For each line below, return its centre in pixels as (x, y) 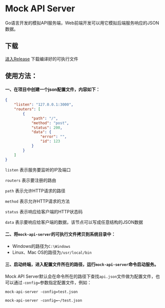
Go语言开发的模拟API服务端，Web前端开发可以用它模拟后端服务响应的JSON (82, 23)
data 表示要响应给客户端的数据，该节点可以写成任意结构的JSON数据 (74, 222)
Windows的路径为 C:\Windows (41, 246)
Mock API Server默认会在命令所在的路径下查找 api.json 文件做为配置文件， (80, 276)
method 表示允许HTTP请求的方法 (38, 201)
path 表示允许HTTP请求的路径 (35, 191)
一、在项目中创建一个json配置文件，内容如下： (53, 89)
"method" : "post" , (50, 123)
